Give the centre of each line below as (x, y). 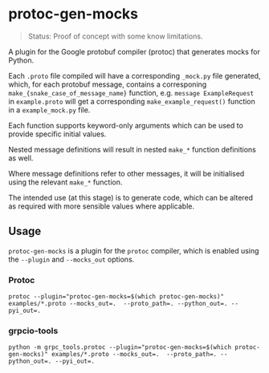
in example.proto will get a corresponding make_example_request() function (132, 101)
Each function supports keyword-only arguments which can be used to (126, 125)
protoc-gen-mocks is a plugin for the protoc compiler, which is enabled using (134, 250)
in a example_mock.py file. (49, 110)
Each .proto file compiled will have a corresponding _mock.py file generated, (134, 75)
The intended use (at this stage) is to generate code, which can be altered (131, 197)
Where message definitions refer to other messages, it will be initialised (126, 173)
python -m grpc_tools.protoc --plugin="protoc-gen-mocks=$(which (120, 347)
